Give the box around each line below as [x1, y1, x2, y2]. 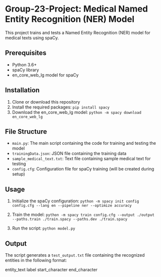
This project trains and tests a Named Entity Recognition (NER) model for [5, 30, 151, 35]
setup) [12, 171, 25, 177]
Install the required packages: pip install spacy [12, 104, 110, 110]
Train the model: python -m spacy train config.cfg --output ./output [12, 212, 155, 217]
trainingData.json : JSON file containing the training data [12, 151, 127, 156]
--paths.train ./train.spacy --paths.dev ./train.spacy [12, 217, 128, 222]
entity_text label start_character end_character [5, 267, 98, 272]
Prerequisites [5, 49, 47, 57]
